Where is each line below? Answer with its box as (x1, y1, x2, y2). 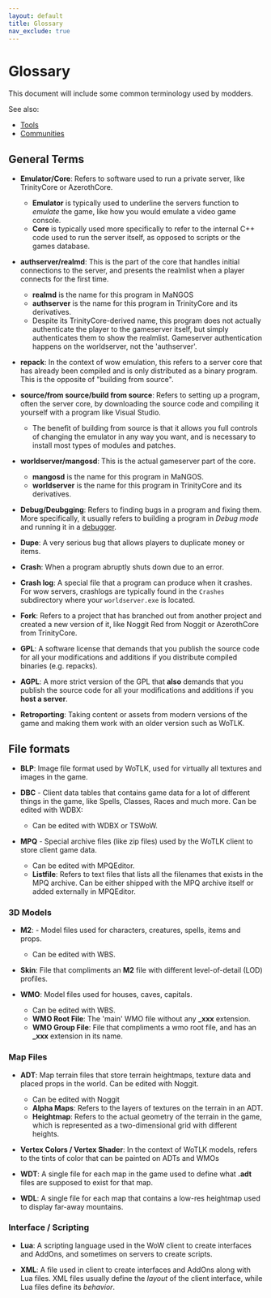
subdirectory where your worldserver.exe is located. (19, 595, 196, 605)
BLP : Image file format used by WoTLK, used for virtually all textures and (19, 763, 262, 773)
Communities (19, 129, 65, 139)
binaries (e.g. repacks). (19, 661, 98, 671)
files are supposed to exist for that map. (19, 1177, 154, 1187)
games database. (32, 241, 91, 251)
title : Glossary (8, 19, 63, 28)
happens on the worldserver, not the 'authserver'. (32, 342, 197, 351)
